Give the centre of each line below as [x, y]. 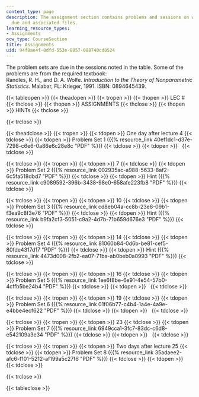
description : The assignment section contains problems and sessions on [98, 17]
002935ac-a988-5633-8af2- [134, 170]
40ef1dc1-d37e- [173, 139]
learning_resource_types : [38, 28]
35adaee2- [168, 352]
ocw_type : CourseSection [37, 39]
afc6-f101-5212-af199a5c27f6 [42, 358]
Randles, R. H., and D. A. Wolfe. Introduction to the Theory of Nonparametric [99, 80]
